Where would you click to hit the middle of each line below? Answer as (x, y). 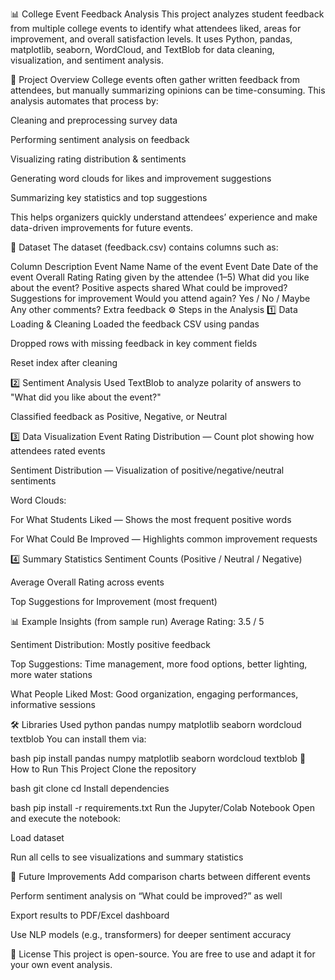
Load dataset (37, 837)
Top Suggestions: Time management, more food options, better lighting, (159, 664)
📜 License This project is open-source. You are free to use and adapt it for (163, 954)
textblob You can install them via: (78, 739)
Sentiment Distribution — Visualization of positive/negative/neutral (147, 470)
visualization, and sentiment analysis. (87, 60)
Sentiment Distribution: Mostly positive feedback (110, 644)
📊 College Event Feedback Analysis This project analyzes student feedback (167, 14)
